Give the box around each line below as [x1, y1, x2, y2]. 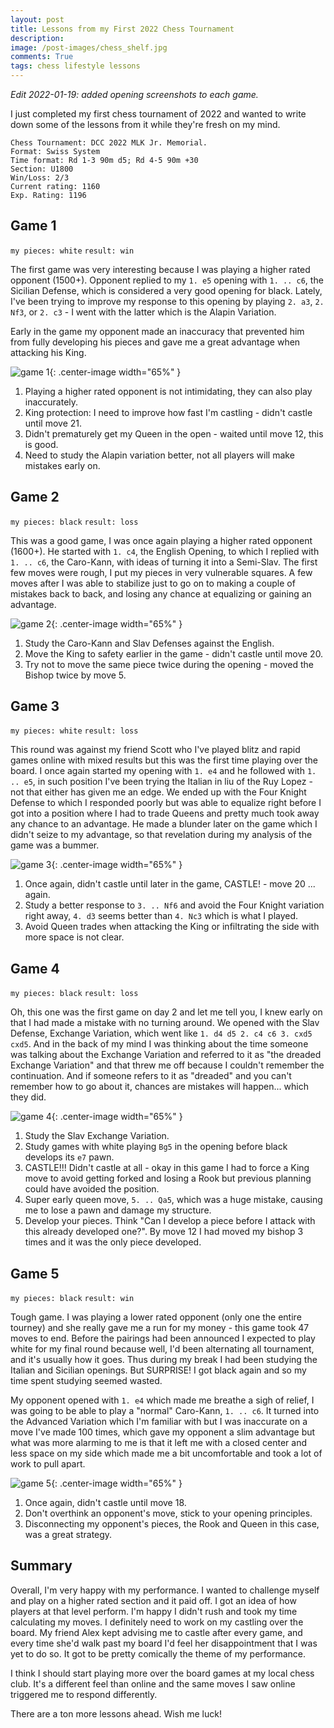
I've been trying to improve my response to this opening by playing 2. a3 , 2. [10, 295, 325, 307]
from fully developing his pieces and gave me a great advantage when [10, 336, 301, 348]
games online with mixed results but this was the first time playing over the [10, 754, 318, 766]
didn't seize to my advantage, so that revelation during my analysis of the [10, 829, 313, 841]
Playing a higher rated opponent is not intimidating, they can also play [24, 385, 313, 397]
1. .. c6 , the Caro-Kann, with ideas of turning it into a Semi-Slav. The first [10, 556, 318, 568]
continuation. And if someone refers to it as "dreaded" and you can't [10, 1070, 292, 1082]
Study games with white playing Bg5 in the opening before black [24, 1141, 288, 1153]
